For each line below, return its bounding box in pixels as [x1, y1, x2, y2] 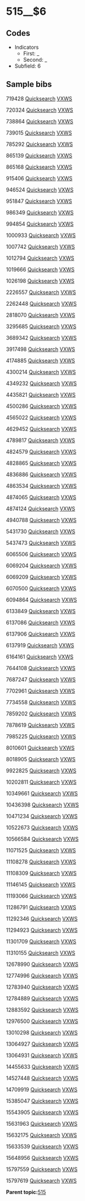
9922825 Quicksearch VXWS [6, 767, 77, 774]
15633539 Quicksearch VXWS [6, 1143, 79, 1150]
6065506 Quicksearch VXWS [6, 550, 77, 557]
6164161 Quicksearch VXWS [6, 653, 74, 660]
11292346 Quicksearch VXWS [6, 915, 78, 922]
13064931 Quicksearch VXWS [6, 1052, 78, 1059]
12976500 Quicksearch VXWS [6, 1018, 79, 1025]
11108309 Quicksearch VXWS [6, 869, 77, 877]
